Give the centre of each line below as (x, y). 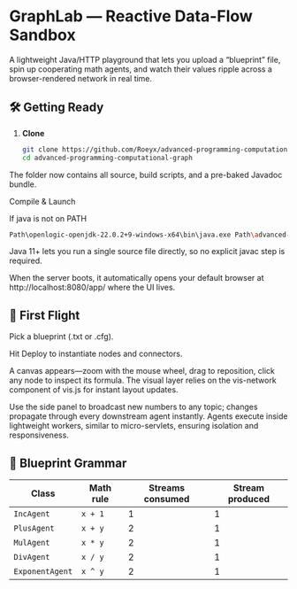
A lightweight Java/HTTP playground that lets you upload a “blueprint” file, (145, 59)
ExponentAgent (43, 572)
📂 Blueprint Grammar (68, 463)
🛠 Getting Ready (57, 108)
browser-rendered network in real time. (81, 78)
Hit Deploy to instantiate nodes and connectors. (96, 354)
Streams (167, 488)
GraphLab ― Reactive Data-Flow (131, 16)
